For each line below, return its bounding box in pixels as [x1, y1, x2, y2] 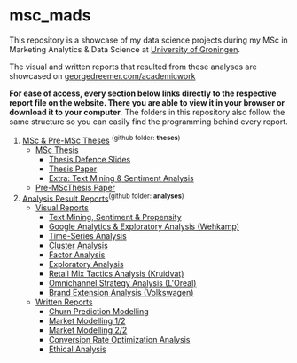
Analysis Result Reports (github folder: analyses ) [21, 192, 184, 204]
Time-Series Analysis [48, 231, 127, 241]
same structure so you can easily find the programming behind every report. [9, 116, 288, 127]
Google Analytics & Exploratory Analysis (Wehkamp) [48, 221, 240, 232]
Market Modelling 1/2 [48, 316, 126, 327]
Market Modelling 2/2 [48, 325, 128, 335]
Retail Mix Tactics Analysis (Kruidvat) [48, 268, 184, 280]
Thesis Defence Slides [48, 154, 131, 164]
